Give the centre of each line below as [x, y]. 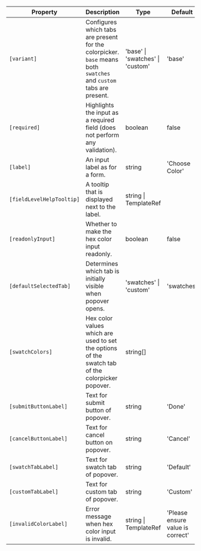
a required [100, 120]
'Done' [176, 407]
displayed [99, 199]
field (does [101, 127]
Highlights [100, 105]
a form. [96, 175]
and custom [101, 81]
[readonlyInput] [32, 239]
